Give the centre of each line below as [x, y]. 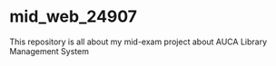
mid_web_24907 [74, 17]
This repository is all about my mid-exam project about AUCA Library [138, 42]
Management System [49, 51]
